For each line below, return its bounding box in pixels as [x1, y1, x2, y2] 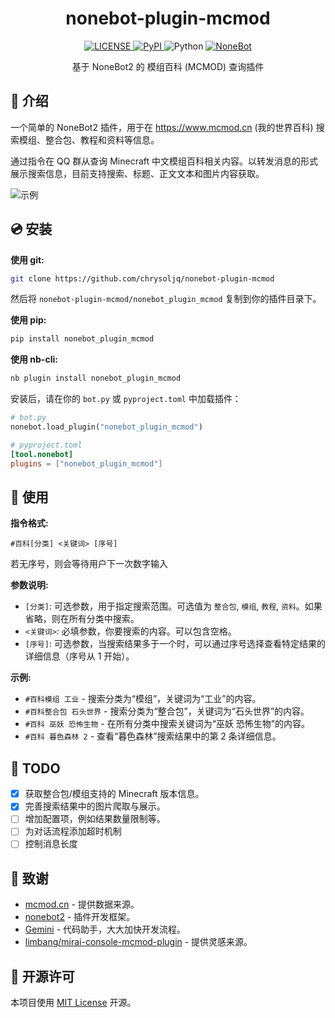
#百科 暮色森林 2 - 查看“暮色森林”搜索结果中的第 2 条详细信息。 [24, 730, 282, 742]
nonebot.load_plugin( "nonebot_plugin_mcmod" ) [10, 422, 203, 432]
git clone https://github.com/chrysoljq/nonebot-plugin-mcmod [10, 273, 275, 284]
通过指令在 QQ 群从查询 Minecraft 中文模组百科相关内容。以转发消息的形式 [10, 155, 319, 167]
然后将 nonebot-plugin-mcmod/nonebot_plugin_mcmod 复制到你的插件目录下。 [10, 293, 322, 305]
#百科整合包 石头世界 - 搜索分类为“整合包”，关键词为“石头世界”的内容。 [24, 705, 310, 717]
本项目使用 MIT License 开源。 [10, 997, 137, 1009]
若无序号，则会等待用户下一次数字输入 [10, 558, 168, 570]
